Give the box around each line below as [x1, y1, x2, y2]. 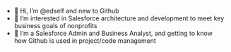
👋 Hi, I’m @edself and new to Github [13, 7, 119, 15]
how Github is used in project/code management [13, 37, 157, 45]
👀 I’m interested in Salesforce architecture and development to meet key [13, 14, 225, 22]
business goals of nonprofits [13, 22, 97, 30]
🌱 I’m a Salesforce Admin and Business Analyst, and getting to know [13, 29, 213, 37]
